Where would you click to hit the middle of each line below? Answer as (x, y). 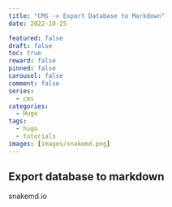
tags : (17, 121)
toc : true (25, 54)
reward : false (32, 61)
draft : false (30, 45)
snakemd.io (28, 196)
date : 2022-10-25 (38, 24)
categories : (28, 106)
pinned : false (32, 69)
